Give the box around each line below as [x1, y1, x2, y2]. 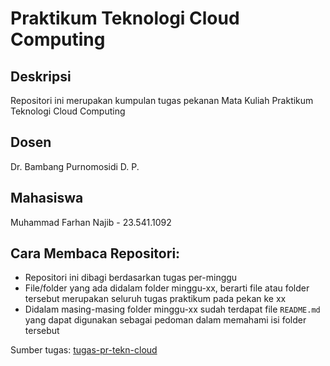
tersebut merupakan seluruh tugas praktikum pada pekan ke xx [24, 293, 287, 305]
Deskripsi [10, 68, 72, 85]
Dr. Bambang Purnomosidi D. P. [10, 160, 140, 172]
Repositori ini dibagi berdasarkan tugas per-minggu [24, 272, 238, 284]
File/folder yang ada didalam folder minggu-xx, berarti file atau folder [24, 282, 310, 294]
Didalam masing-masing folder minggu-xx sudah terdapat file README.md [24, 303, 321, 316]
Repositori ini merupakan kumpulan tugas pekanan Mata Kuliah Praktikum [10, 95, 314, 106]
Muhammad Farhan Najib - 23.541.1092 [10, 216, 172, 228]
